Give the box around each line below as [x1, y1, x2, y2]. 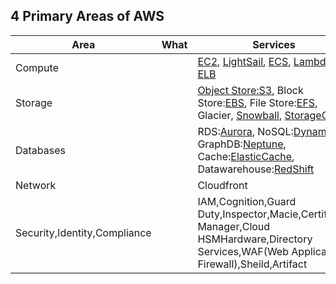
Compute [15, 60, 59, 74]
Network [15, 178, 57, 192]
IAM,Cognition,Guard [197, 194, 297, 208]
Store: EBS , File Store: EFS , [197, 95, 318, 109]
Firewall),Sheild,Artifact [197, 257, 308, 271]
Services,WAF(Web [197, 244, 289, 258]
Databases [15, 143, 66, 157]
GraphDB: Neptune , [197, 137, 287, 151]
